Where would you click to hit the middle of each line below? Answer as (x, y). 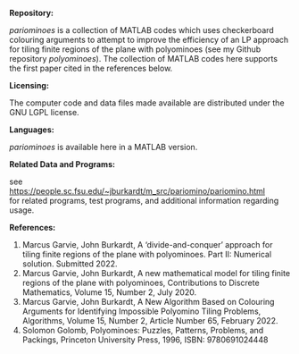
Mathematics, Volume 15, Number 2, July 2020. (109, 292)
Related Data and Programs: (62, 164)
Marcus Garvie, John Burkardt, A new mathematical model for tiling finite (156, 273)
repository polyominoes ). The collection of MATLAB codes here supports (144, 59)
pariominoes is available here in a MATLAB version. (104, 147)
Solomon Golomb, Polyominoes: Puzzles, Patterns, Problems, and (143, 330)
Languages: (32, 130)
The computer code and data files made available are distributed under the (147, 103)
